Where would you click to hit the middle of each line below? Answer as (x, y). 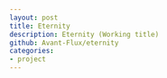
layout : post (34, 17)
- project (28, 59)
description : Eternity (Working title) (84, 34)
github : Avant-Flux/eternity (64, 43)
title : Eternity (40, 26)
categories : (32, 51)
